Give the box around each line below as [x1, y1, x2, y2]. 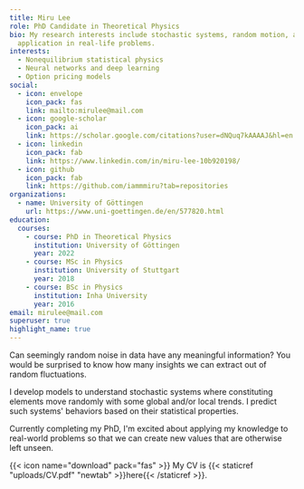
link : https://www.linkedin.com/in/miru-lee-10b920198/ [25, 156, 242, 166]
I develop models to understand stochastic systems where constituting [9, 387, 273, 397]
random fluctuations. [9, 369, 88, 379]
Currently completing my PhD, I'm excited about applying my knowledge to [9, 423, 289, 434]
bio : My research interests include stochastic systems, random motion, [9, 30, 290, 39]
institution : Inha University [33, 291, 147, 300]
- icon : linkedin [17, 139, 83, 149]
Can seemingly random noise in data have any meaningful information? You [9, 350, 291, 360]
